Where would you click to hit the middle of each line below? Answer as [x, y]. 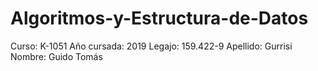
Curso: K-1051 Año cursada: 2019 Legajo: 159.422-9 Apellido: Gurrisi [151, 46]
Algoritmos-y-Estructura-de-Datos [159, 18]
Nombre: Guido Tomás [56, 56]
